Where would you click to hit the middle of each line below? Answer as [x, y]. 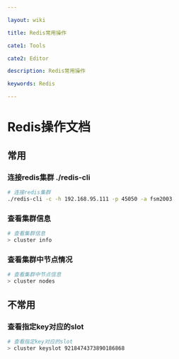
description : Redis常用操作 [47, 71]
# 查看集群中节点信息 [34, 274]
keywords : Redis [31, 84]
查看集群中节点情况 [40, 259]
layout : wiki [27, 20]
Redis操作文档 [49, 127]
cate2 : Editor [28, 58]
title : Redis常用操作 [37, 33]
